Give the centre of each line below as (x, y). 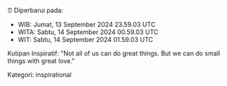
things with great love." (41, 61)
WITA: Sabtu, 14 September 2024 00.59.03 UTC (88, 32)
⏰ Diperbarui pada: (36, 10)
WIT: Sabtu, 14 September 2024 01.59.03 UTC (85, 39)
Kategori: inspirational (39, 75)
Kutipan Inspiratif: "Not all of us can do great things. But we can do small (114, 53)
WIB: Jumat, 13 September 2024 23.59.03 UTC (86, 25)
